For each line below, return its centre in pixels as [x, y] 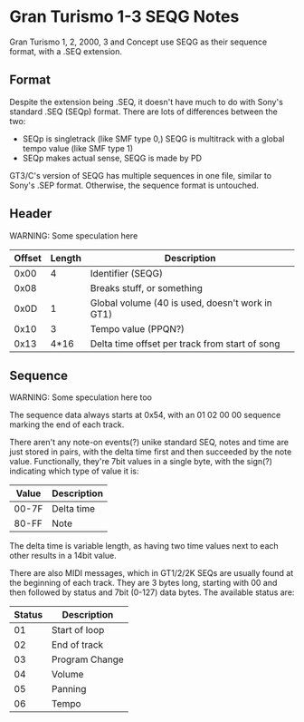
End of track [77, 645]
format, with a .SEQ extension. [66, 51]
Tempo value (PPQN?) [138, 328]
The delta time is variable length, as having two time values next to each [144, 546]
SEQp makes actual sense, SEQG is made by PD [112, 158]
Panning [69, 689]
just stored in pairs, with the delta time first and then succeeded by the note [151, 452]
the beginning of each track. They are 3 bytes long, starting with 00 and [143, 583]
